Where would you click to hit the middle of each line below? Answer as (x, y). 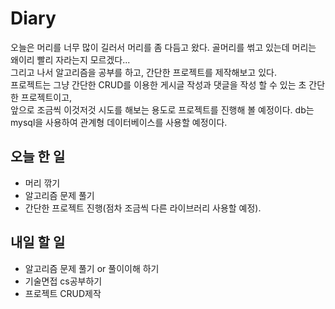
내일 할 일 (38, 242)
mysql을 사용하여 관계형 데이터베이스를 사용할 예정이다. (119, 122)
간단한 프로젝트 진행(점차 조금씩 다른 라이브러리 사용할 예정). (143, 208)
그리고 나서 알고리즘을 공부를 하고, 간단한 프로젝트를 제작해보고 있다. (143, 72)
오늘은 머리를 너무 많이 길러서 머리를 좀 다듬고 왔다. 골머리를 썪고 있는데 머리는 (163, 47)
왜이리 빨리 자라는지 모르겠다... (70, 59)
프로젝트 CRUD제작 (63, 293)
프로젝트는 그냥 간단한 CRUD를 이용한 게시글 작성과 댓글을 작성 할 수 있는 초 (158, 84)
